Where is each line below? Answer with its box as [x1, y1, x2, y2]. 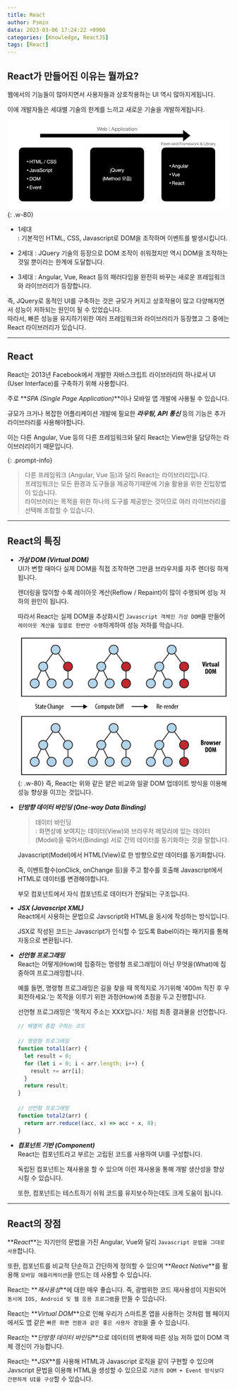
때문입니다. [43, 442, 74, 450]
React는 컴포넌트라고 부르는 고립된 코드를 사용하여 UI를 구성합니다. [17, 1150, 202, 1158]
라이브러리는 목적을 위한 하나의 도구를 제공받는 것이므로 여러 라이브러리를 [24, 497, 227, 506]
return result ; [24, 1082, 69, 1090]
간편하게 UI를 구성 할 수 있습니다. [7, 1375, 94, 1384]
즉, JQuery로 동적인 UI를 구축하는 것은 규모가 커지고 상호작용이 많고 [7, 296, 195, 305]
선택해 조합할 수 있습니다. [24, 506, 95, 514]
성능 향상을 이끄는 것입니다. [17, 788, 94, 797]
